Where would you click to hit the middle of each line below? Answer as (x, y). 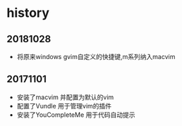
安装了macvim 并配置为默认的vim (65, 97)
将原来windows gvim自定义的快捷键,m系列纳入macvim (96, 57)
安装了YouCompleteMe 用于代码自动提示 (76, 115)
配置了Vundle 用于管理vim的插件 (64, 106)
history (28, 13)
